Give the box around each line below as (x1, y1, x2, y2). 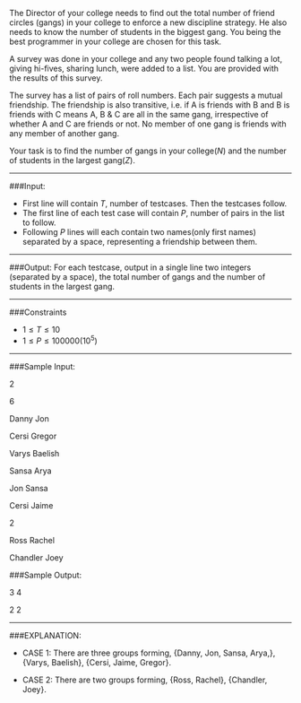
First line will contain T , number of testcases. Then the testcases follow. (21, 198, 288, 209)
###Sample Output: (9, 569, 82, 580)
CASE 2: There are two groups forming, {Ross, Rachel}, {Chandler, (21, 674, 268, 685)
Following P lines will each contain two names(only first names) (21, 227, 257, 237)
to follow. (21, 217, 56, 228)
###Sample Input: (9, 360, 76, 371)
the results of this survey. (9, 73, 103, 83)
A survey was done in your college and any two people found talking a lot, (9, 54, 283, 64)
